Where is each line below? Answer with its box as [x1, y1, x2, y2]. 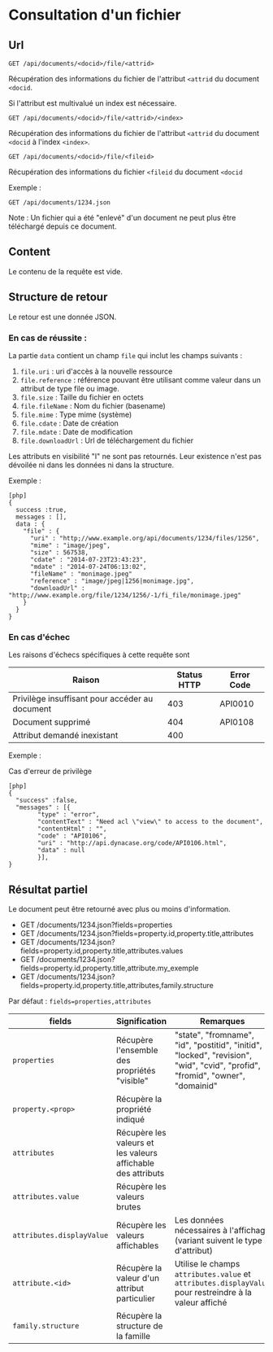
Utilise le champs [174, 1258, 240, 1270]
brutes [116, 1201, 141, 1213]
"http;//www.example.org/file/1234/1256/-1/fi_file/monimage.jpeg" [8, 591, 242, 599]
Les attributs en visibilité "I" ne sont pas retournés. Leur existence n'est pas [8, 451, 262, 461]
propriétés [116, 1065, 156, 1076]
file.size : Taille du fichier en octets [19, 392, 144, 402]
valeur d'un [116, 1272, 160, 1284]
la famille [116, 1331, 151, 1342]
